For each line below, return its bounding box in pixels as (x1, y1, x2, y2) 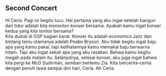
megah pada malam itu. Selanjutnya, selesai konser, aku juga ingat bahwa (5, 54, 157, 60)
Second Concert (5, 4, 57, 12)
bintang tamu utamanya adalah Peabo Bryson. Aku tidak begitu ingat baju (5, 38, 156, 44)
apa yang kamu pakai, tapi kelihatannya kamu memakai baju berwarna (5, 43, 150, 49)
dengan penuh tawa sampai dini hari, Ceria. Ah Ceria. (5, 65, 115, 71)
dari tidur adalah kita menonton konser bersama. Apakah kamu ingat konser (5, 22, 161, 28)
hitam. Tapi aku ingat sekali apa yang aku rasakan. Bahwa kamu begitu (5, 49, 151, 55)
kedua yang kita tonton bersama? (5, 27, 74, 34)
